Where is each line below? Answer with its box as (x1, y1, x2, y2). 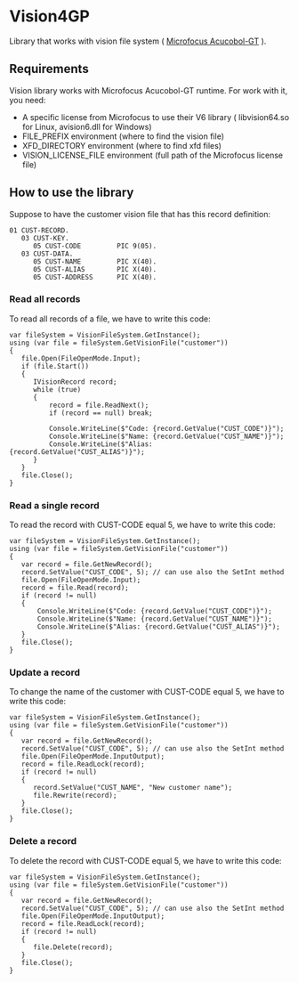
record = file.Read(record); (20, 583, 129, 593)
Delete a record (9, 835, 77, 848)
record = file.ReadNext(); (48, 401, 149, 410)
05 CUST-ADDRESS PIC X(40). (32, 272, 157, 281)
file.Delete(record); (32, 942, 114, 952)
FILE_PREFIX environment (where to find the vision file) (21, 131, 225, 142)
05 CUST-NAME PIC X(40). (32, 256, 157, 266)
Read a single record (9, 499, 100, 511)
